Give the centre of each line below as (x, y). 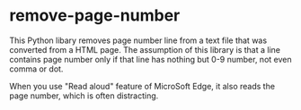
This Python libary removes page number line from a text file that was (138, 40)
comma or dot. (36, 69)
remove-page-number (95, 16)
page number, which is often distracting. (84, 96)
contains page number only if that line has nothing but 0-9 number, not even (150, 59)
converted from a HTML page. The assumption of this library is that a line (145, 49)
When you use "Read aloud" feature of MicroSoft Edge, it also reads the (142, 86)
